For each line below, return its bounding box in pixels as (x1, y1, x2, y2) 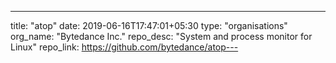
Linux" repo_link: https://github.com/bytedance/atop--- (10, 41, 239, 53)
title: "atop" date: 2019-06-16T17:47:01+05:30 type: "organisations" (10, 20, 288, 31)
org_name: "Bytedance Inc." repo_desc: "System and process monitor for (10, 31, 313, 42)
